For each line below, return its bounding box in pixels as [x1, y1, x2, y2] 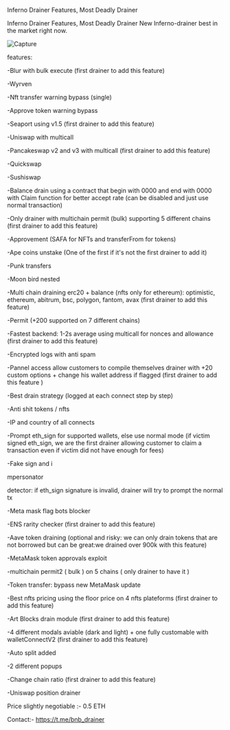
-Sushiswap [7, 173, 41, 181]
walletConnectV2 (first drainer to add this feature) [7, 636, 148, 643]
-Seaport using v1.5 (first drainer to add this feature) [7, 120, 154, 128]
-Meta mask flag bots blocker [7, 507, 91, 515]
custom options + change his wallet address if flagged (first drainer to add [7, 371, 218, 379]
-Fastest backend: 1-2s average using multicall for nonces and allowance [7, 330, 214, 338]
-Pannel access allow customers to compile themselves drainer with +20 [7, 364, 213, 372]
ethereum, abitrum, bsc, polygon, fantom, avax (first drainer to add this [7, 296, 208, 303]
